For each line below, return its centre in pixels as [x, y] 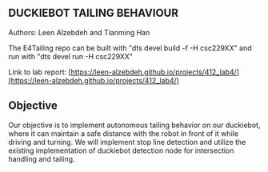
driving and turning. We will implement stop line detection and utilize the [127, 142]
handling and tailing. [42, 158]
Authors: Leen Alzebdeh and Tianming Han [79, 32]
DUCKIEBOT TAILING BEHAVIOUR [93, 13]
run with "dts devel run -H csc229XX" [71, 56]
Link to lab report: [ [40, 72]
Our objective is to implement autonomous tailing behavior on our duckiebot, [134, 125]
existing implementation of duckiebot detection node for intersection [121, 150]
